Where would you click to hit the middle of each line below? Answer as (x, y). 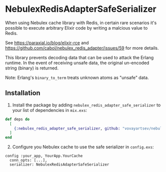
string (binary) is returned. (32, 68)
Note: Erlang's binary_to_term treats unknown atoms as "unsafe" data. (77, 77)
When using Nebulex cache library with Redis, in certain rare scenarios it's (81, 23)
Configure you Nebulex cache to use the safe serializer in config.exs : (83, 147)
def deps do (17, 119)
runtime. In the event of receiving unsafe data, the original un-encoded (77, 63)
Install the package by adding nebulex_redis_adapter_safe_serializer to (86, 105)
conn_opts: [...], (29, 160)
